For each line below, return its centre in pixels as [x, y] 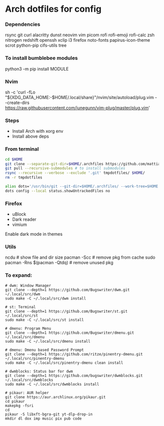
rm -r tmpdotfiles [24, 177]
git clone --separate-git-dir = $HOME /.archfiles [54, 164]
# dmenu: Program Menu [28, 328]
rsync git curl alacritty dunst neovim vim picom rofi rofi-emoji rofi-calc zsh [80, 35]
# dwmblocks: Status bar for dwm [39, 371]
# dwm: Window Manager [28, 285]
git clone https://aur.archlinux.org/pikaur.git [55, 397]
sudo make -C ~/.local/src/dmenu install [48, 341]
